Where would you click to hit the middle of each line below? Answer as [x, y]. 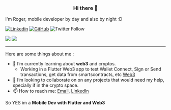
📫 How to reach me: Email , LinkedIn [51, 91]
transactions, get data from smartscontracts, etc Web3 [78, 75]
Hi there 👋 [85, 8]
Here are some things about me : [40, 54]
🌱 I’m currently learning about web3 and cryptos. [64, 64]
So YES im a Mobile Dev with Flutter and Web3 [55, 103]
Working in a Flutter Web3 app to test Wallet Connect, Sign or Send [91, 69]
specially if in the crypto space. [46, 85]
